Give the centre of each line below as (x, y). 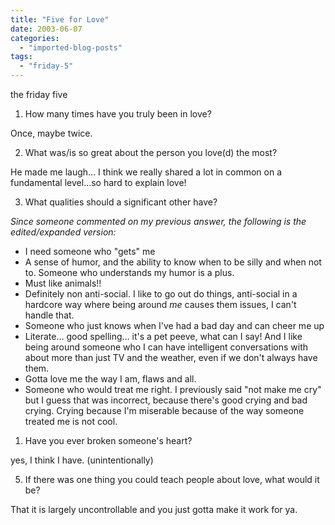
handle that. (49, 315)
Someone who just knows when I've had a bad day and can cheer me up (174, 325)
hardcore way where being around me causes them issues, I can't (160, 304)
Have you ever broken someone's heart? (108, 440)
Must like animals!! (63, 283)
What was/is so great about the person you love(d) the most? (151, 152)
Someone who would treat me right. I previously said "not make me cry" (173, 389)
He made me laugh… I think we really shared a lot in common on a (146, 172)
